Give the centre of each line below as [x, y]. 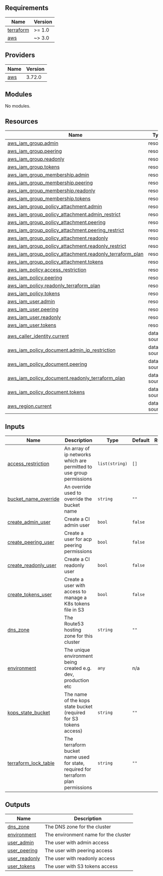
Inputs [15, 426]
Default [141, 440]
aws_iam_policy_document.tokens [46, 392]
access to [75, 592]
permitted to [78, 467]
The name [76, 694]
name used [77, 757]
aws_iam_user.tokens [32, 325]
